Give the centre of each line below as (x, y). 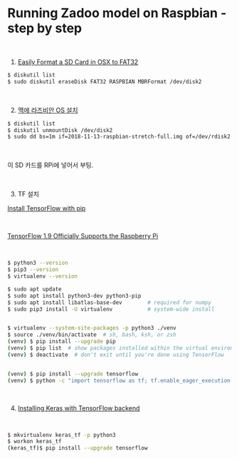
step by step (45, 28)
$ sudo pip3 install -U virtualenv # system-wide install (111, 309)
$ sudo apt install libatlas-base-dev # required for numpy (110, 302)
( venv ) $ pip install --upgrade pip (62, 342)
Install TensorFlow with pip (47, 208)
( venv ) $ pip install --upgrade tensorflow (73, 374)
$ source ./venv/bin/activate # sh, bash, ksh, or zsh (92, 335)
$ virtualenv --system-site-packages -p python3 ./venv (92, 328)
